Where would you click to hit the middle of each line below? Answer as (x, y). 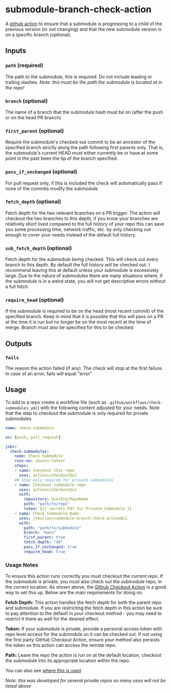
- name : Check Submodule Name (47, 513)
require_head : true (45, 552)
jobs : (11, 446)
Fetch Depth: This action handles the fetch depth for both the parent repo (83, 603)
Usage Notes (22, 565)
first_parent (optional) (35, 131)
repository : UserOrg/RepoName (56, 499)
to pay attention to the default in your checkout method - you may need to (84, 613)
